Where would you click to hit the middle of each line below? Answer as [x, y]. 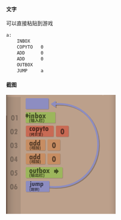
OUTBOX [25, 65]
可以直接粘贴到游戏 [30, 23]
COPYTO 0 [30, 47]
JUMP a [30, 71]
